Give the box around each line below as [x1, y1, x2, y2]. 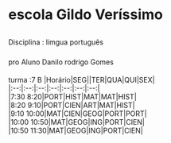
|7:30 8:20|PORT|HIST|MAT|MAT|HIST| [8, 92, 137, 102]
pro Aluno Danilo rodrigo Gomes [8, 57, 114, 67]
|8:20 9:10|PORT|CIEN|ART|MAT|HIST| [8, 101, 135, 110]
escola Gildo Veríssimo [8, 6, 163, 24]
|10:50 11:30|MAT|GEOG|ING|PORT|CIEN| [8, 126, 143, 136]
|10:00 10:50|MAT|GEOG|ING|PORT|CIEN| [8, 118, 146, 127]
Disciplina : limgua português [8, 37, 104, 47]
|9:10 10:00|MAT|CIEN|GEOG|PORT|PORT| [8, 109, 147, 118]
